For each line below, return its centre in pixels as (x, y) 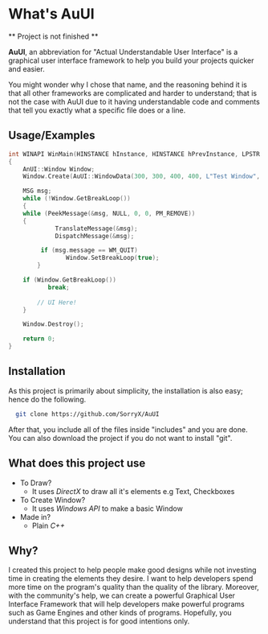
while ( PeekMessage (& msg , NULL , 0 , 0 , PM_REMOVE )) (109, 213)
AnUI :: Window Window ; (59, 169)
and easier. (27, 68)
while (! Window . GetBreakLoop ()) (77, 199)
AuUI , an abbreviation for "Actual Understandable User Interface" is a (123, 51)
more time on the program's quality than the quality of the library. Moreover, (134, 587)
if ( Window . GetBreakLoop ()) (69, 280)
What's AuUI (51, 14)
